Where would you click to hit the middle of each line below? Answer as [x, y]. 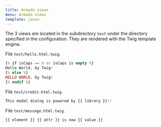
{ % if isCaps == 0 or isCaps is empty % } [50, 63]
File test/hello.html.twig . [33, 54]
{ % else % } [17, 73]
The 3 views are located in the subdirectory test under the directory [76, 34]
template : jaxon [22, 19]
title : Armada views [27, 10]
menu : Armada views [26, 15]
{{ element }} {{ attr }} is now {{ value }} [54, 120]
